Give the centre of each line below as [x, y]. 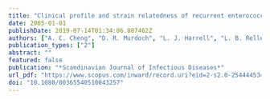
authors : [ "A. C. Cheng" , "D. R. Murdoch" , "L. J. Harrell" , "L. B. [125, 38]
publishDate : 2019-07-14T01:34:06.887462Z [80, 30]
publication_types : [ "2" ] [51, 46]
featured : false [35, 61]
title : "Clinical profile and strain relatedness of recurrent [117, 16]
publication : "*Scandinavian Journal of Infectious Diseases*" [117, 68]
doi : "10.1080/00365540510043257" [66, 82]
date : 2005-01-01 [37, 23]
